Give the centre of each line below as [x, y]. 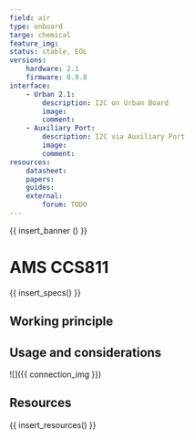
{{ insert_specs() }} [46, 292]
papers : [40, 179]
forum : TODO [65, 205]
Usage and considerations [86, 352]
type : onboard [36, 26]
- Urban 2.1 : [51, 94]
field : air [30, 18]
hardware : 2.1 [52, 69]
